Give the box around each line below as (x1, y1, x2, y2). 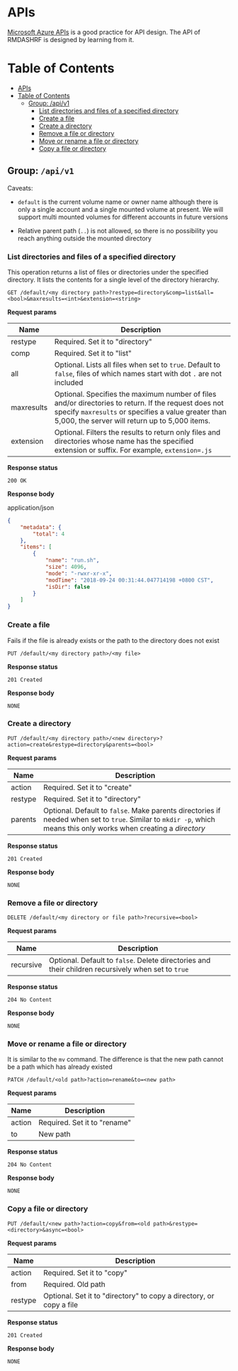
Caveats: (7, 183, 33, 192)
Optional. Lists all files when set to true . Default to (54, 360, 221, 370)
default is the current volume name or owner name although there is (17, 197, 218, 206)
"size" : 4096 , (45, 563, 87, 571)
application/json (7, 503, 55, 512)
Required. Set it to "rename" (38, 1118, 132, 1128)
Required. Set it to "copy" (43, 1267, 127, 1277)
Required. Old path (43, 1279, 106, 1289)
